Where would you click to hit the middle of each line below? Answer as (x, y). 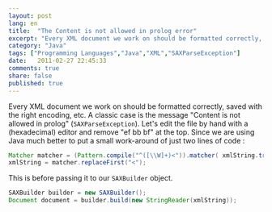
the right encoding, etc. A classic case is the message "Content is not (124, 114)
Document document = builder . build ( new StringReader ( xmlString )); (123, 201)
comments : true (34, 69)
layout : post (30, 16)
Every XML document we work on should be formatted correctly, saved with (136, 106)
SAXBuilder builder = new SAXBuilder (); (78, 193)
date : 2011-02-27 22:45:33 (57, 61)
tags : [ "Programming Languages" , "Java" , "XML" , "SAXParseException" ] (125, 53)
